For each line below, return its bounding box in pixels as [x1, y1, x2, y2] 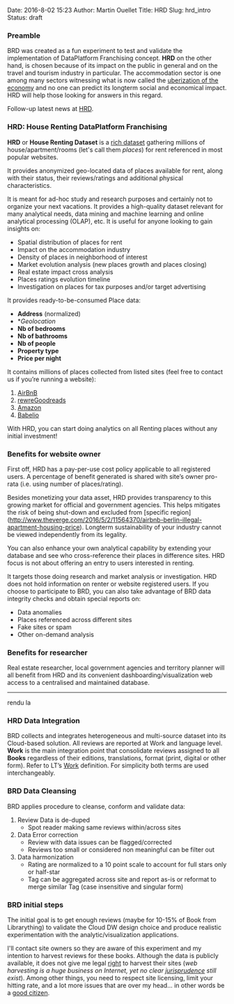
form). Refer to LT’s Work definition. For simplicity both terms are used [7, 761, 209, 770]
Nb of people [17, 339, 56, 348]
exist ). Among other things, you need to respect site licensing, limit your [7, 974, 214, 982]
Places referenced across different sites [17, 615, 132, 623]
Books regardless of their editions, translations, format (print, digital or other [7, 754, 226, 762]
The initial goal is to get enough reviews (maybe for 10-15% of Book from [7, 916, 217, 924]
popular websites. [7, 153, 59, 161]
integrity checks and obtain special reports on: [7, 594, 141, 603]
